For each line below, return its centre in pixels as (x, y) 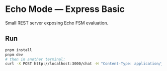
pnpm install (19, 50)
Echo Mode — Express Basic (65, 9)
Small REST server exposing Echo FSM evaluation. (57, 23)
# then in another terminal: (35, 59)
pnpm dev (14, 55)
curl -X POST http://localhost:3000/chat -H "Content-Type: (69, 64)
